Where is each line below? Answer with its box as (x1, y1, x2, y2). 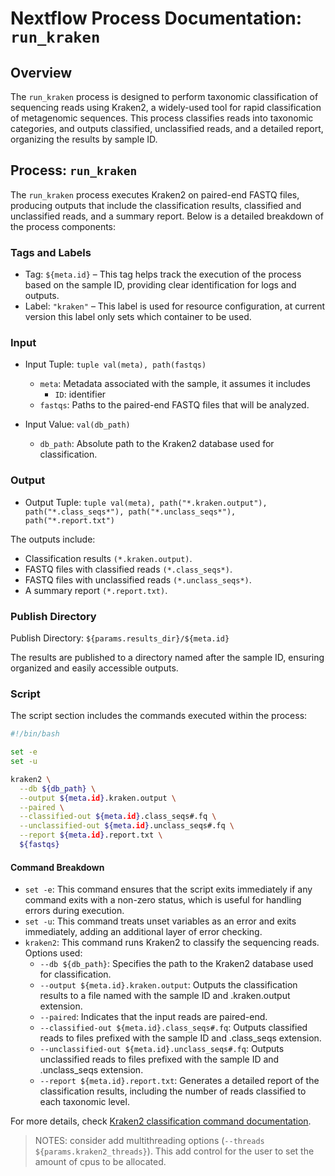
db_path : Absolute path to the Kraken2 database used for (39, 438, 275, 450)
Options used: (24, 947, 83, 959)
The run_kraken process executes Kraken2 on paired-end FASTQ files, (10, 188, 300, 201)
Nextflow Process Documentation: (10, 7, 302, 30)
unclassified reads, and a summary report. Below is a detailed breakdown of (10, 210, 324, 222)
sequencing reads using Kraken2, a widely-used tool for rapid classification (10, 102, 322, 113)
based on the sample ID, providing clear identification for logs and (24, 279, 297, 291)
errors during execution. (24, 905, 125, 917)
